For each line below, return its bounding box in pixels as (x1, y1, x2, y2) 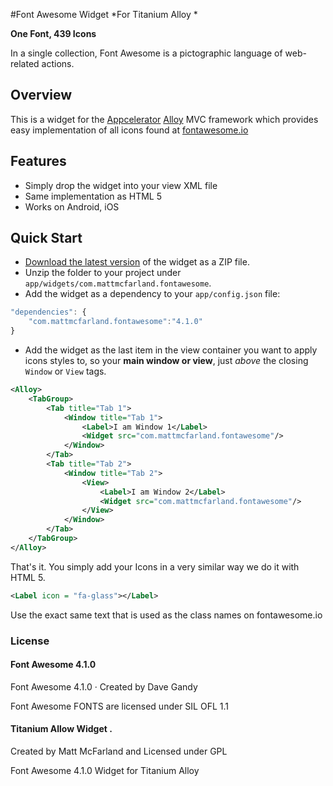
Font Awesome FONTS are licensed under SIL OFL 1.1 (10, 700, 229, 712)
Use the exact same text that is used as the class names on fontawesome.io (10, 609, 323, 621)
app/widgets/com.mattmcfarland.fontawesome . (24, 277, 212, 289)
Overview (10, 87, 73, 104)
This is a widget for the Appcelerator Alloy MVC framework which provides (10, 113, 319, 125)
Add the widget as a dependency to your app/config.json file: (24, 288, 281, 300)
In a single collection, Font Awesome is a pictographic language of (10, 47, 283, 59)
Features (10, 153, 67, 170)
